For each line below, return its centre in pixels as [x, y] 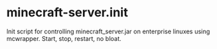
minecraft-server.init [67, 13]
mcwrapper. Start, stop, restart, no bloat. [64, 38]
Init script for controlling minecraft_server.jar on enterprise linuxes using [108, 31]
